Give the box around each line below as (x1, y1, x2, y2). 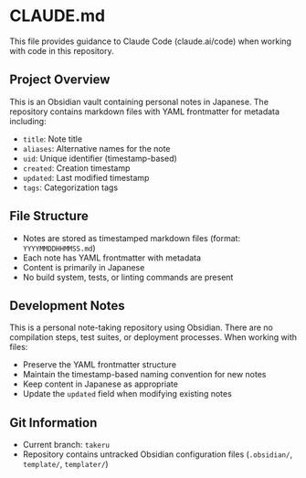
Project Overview (9, 72, 111, 88)
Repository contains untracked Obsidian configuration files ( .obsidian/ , (22, 449, 293, 460)
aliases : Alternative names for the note (22, 143, 171, 154)
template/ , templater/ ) (22, 459, 109, 470)
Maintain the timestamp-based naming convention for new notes (22, 369, 267, 380)
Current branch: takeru (22, 440, 110, 451)
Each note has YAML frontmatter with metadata (22, 252, 202, 263)
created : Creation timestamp (22, 162, 131, 174)
